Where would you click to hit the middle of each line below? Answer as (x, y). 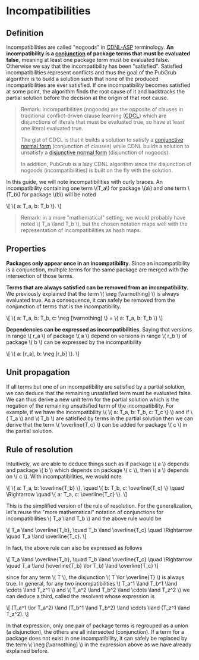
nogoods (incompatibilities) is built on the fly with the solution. (97, 170)
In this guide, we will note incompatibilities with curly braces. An (85, 182)
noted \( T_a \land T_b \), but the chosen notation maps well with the (104, 224)
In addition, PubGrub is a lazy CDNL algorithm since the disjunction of (106, 164)
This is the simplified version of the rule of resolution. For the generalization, (99, 506)
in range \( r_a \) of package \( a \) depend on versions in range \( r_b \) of (97, 336)
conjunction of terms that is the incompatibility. (64, 306)
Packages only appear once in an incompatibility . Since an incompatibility (98, 263)
